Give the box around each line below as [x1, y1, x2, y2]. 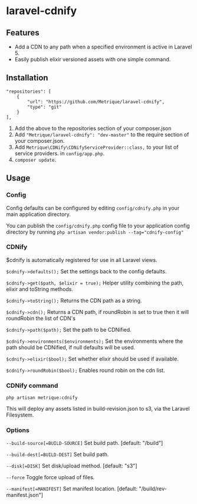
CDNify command [6, 381, 58, 390]
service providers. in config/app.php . [14, 149, 105, 157]
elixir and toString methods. [6, 285, 74, 293]
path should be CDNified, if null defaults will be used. [6, 343, 136, 351]
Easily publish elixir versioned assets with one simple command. [14, 56, 171, 63]
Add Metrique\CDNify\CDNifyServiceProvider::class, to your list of [14, 143, 179, 150]
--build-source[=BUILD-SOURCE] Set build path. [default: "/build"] [6, 440, 163, 447]
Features [6, 28, 40, 38]
